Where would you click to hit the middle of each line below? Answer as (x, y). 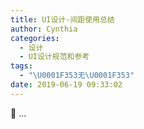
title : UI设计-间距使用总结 (62, 19)
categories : (35, 38)
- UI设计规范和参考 (54, 57)
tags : (21, 66)
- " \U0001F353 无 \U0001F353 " (77, 76)
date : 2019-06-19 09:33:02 (66, 85)
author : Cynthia (44, 29)
